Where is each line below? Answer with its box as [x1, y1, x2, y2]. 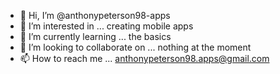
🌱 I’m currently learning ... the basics [19, 31, 172, 42]
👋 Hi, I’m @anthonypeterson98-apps [19, 10, 171, 21]
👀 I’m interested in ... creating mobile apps [19, 20, 194, 32]
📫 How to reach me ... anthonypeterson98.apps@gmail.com [19, 53, 270, 64]
